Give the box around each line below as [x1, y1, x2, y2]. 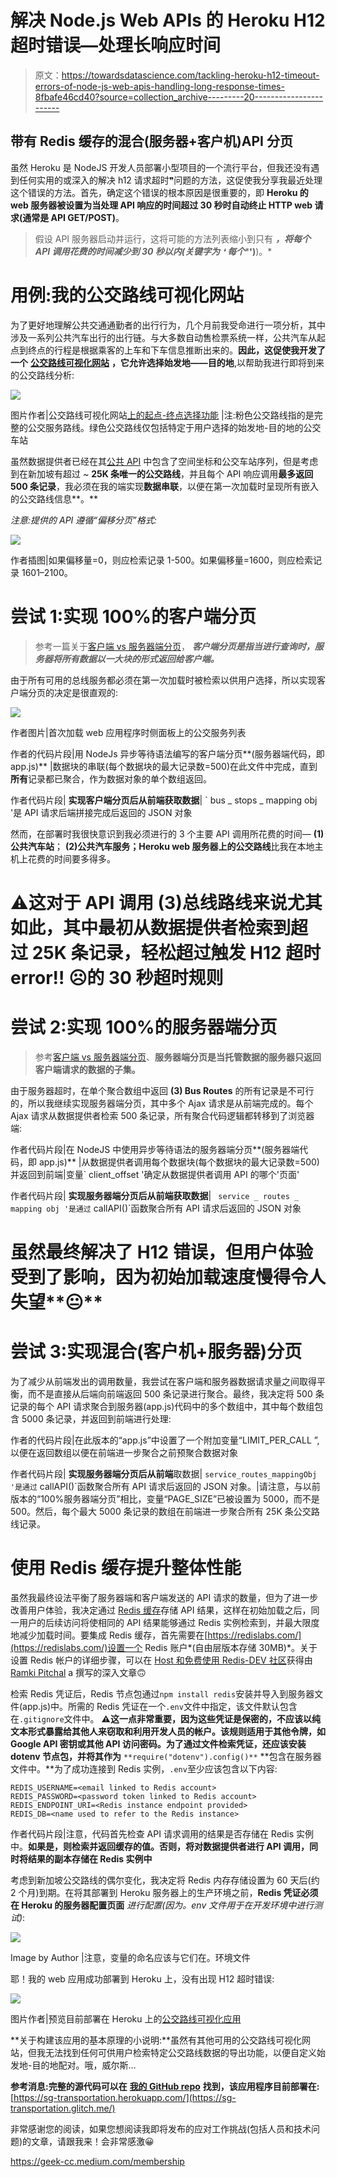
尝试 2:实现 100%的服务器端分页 [10, 1016, 278, 1038]
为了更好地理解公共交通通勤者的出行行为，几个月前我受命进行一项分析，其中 [10, 319, 326, 331]
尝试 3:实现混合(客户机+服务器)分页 [10, 1341, 303, 1363]
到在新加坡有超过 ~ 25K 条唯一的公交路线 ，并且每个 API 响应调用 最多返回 [10, 467, 314, 480]
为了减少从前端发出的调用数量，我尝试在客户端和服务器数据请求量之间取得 [10, 1375, 317, 1387]
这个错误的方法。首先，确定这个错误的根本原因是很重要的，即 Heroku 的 [10, 186, 309, 198]
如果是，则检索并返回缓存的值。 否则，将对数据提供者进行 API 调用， [28, 1840, 310, 1852]
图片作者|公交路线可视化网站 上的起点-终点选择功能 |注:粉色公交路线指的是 [10, 409, 315, 421]
